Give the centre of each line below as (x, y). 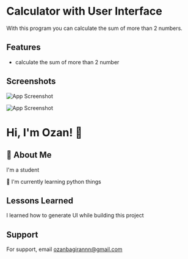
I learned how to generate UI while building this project (75, 216)
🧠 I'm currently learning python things (54, 181)
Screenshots (31, 82)
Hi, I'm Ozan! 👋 (44, 132)
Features (23, 47)
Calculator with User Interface (85, 11)
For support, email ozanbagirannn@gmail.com (64, 249)
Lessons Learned (40, 201)
